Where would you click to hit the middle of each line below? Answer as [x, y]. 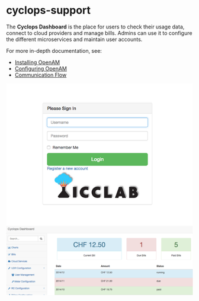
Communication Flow [41, 75]
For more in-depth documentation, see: [54, 50]
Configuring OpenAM [41, 68]
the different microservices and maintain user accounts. [74, 39]
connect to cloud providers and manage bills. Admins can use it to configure [99, 33]
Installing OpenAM [37, 62]
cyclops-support [48, 10]
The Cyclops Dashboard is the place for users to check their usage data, [95, 27]
